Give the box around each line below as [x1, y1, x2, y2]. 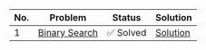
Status [112, 12, 142, 23]
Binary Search [37, 27, 98, 38]
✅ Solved [106, 27, 147, 38]
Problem [49, 12, 87, 23]
